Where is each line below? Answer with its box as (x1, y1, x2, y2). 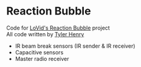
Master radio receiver (15, 55, 69, 62)
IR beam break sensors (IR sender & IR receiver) (15, 42, 136, 49)
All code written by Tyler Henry (6, 30, 84, 37)
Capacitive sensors (15, 48, 64, 56)
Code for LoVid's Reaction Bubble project (6, 24, 111, 31)
